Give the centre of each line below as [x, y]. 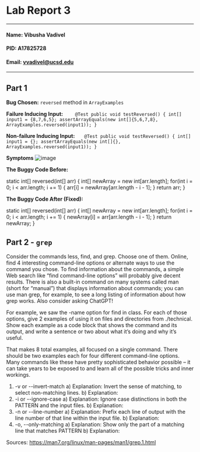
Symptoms [20, 158]
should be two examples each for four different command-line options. [93, 355]
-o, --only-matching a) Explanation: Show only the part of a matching [99, 424]
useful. [15, 337]
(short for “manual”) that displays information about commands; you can [95, 288]
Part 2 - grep [29, 242]
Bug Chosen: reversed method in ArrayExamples [65, 103]
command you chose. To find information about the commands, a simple [95, 269]
